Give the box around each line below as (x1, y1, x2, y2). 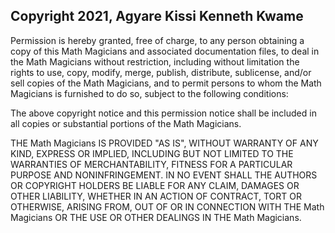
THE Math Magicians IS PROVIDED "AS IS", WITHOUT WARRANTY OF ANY (10, 137, 319, 149)
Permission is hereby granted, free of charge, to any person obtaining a (10, 34, 305, 46)
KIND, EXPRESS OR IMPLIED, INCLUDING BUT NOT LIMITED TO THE (10, 147, 294, 159)
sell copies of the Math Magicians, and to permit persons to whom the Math (10, 77, 322, 89)
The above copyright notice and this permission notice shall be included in (10, 107, 317, 119)
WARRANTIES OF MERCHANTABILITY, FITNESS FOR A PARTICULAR (10, 158, 293, 170)
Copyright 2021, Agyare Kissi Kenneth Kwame (10, 8, 304, 25)
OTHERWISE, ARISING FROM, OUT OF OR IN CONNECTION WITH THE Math (10, 200, 325, 213)
